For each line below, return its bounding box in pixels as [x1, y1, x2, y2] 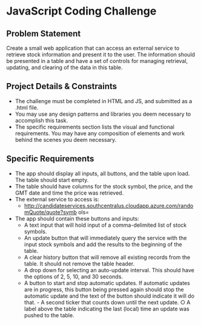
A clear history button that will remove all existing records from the [24, 253, 191, 261]
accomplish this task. [15, 116, 68, 124]
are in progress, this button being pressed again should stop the [24, 286, 184, 293]
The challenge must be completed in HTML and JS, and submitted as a [15, 97, 193, 104]
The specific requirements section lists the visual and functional [15, 123, 174, 130]
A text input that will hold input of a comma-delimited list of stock [24, 221, 187, 229]
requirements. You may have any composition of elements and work [15, 129, 185, 137]
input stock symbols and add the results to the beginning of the [24, 241, 183, 248]
